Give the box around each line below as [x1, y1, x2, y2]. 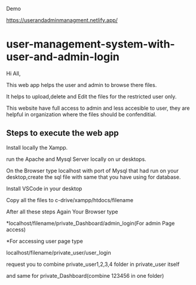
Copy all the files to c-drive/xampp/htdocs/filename [6, 196, 133, 203]
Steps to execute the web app [6, 128, 120, 138]
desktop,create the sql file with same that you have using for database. [6, 173, 181, 181]
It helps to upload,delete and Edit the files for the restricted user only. [6, 92, 177, 100]
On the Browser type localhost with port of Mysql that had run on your [6, 167, 179, 174]
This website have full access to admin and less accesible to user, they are [6, 104, 190, 111]
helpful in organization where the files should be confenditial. [6, 110, 157, 118]
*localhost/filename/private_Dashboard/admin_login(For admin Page [6, 219, 175, 227]
